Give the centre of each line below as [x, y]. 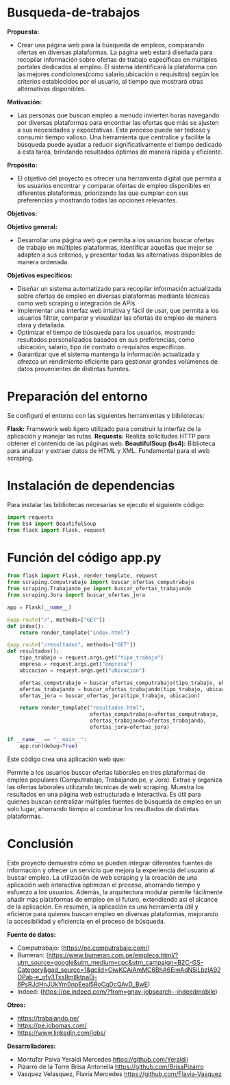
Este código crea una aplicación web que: [66, 759]
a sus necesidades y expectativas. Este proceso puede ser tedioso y [114, 130]
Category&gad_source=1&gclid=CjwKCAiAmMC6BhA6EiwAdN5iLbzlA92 [119, 970]
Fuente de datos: [31, 934]
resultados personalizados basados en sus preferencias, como [105, 339]
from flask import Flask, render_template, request [82, 576]
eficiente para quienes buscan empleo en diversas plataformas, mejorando [113, 913]
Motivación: [25, 102]
